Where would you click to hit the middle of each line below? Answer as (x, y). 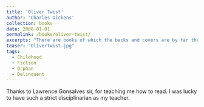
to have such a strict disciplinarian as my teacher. (68, 98)
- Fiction (24, 63)
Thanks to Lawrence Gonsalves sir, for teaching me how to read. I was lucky (102, 91)
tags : (13, 52)
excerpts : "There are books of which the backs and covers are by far (97, 40)
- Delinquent (28, 74)
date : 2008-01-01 (28, 29)
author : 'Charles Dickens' (40, 18)
